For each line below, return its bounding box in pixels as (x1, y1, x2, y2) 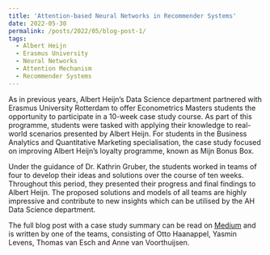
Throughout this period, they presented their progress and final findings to (8, 179, 256, 189)
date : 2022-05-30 (8, 19, 67, 28)
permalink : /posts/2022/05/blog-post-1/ (8, 27, 147, 35)
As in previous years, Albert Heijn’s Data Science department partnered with (8, 94, 263, 104)
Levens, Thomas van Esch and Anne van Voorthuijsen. (8, 237, 190, 247)
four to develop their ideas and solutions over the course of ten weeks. (8, 170, 244, 180)
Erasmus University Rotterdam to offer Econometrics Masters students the (8, 103, 256, 113)
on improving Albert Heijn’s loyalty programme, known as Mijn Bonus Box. (8, 146, 255, 155)
